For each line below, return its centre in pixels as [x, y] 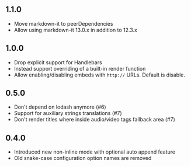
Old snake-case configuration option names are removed [83, 158]
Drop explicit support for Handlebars [58, 62]
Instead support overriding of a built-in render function [80, 68]
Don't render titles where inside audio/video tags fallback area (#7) [95, 120]
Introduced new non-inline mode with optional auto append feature [95, 152]
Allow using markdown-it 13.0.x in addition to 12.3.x [76, 30]
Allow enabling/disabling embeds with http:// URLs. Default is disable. [99, 75]
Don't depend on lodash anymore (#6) [60, 107]
